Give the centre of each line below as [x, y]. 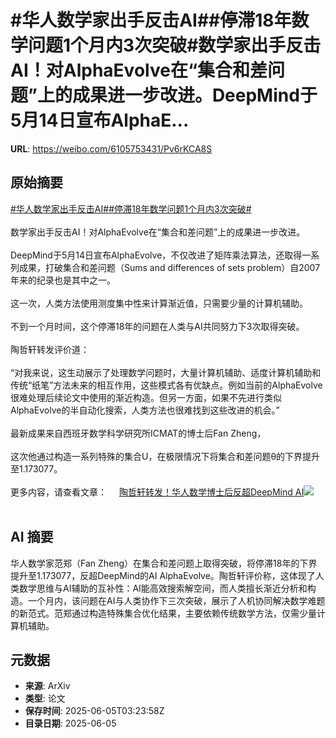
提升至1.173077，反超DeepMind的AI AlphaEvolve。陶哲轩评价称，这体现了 [163, 575]
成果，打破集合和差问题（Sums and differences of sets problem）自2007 [169, 267]
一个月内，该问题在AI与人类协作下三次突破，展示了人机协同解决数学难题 [176, 600]
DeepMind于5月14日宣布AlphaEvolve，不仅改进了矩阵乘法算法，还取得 [156, 255]
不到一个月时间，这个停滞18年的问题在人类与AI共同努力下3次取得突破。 [157, 326]
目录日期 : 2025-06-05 [70, 723]
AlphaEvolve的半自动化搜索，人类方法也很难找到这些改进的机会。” [145, 410]
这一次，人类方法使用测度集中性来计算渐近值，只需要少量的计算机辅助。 [159, 303]
